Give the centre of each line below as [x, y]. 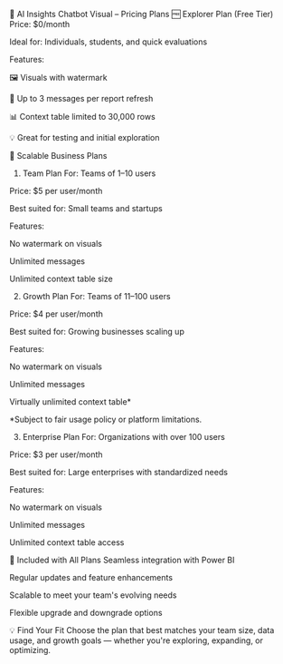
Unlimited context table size [61, 278]
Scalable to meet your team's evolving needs [93, 595]
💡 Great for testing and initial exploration [85, 137]
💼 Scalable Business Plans [58, 156]
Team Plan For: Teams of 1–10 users [89, 173]
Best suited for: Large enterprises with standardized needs [119, 472]
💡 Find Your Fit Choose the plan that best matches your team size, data [142, 630]
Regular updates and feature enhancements [91, 577]
